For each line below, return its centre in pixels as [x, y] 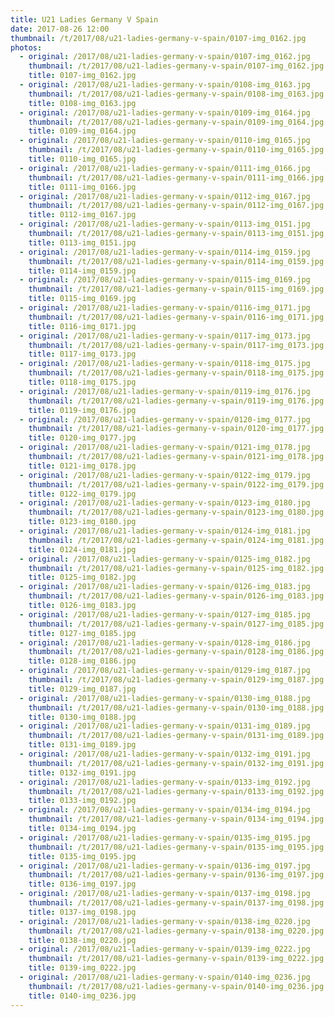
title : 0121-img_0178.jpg [82, 466]
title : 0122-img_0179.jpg [82, 494]
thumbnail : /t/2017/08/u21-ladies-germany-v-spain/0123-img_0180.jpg [176, 512]
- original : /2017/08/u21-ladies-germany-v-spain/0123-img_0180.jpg [165, 503]
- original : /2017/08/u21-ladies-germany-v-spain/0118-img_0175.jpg [165, 364]
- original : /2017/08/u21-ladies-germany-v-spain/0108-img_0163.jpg [165, 85]
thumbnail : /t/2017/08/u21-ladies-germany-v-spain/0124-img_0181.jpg [176, 540]
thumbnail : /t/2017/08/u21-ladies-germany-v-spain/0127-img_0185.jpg [176, 624]
